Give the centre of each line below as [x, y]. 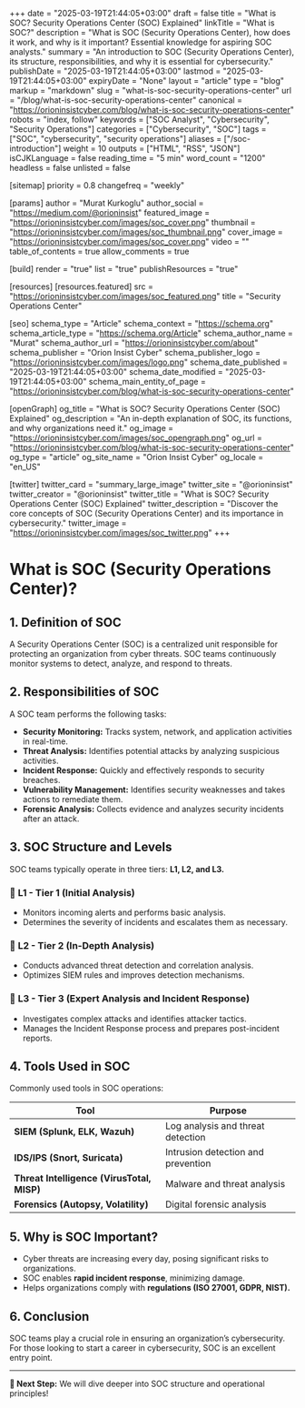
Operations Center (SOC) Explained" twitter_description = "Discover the [144, 503]
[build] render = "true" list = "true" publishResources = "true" [124, 269]
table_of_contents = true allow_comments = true [99, 251]
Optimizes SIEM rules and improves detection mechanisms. [133, 975]
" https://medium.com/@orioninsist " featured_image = [110, 212]
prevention [188, 1163]
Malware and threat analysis [225, 1184]
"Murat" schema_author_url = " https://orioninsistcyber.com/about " [134, 343]
